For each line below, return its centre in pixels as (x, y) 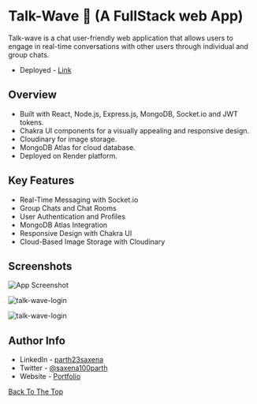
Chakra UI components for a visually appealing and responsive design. (134, 130)
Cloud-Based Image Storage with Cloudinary (92, 241)
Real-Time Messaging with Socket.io (79, 200)
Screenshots (40, 266)
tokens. (32, 122)
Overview (33, 95)
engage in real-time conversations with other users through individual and (128, 46)
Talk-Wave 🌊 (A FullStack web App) (126, 16)
